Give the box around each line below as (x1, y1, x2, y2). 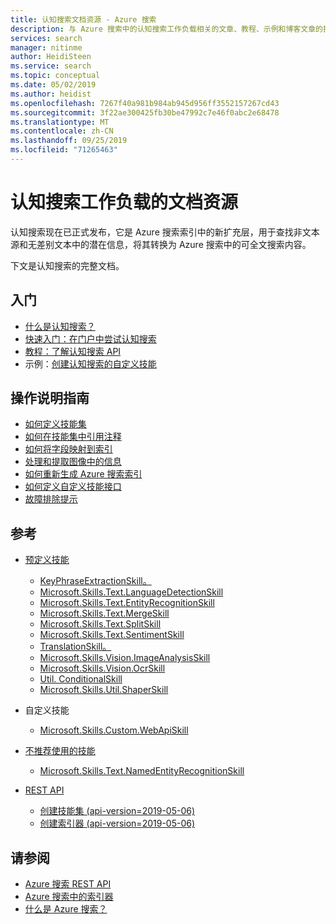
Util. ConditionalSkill (39, 673, 123, 685)
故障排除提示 (24, 493, 78, 505)
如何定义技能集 (24, 418, 87, 430)
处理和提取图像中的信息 (24, 456, 122, 468)
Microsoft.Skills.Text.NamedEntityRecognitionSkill (39, 765, 245, 777)
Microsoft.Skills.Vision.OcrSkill (39, 662, 166, 675)
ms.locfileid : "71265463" (10, 145, 118, 155)
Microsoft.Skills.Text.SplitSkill (39, 618, 162, 630)
